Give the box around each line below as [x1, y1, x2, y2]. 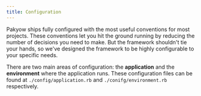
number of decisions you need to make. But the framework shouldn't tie [6, 38, 188, 46]
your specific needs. [6, 51, 58, 58]
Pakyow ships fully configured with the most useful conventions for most [6, 26, 190, 33]
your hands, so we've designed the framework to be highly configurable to [6, 45, 194, 52]
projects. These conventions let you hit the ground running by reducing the [6, 32, 195, 39]
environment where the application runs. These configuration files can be [6, 69, 193, 77]
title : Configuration [6, 9, 62, 15]
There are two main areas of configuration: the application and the [6, 63, 175, 70]
